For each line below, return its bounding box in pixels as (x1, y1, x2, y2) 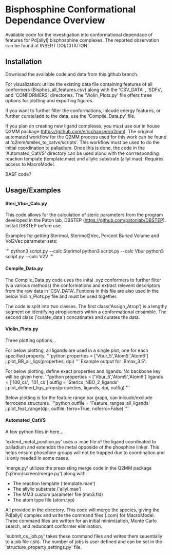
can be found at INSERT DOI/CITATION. (5, 42, 89, 48)
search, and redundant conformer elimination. (5, 523, 103, 529)
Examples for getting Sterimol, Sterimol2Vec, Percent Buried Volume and (5, 232, 159, 239)
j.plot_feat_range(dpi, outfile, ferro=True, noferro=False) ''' (5, 405, 129, 411)
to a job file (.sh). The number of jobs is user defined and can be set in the (5, 539, 163, 545)
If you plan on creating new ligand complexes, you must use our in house (5, 122, 160, 129)
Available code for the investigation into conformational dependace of (5, 31, 153, 38)
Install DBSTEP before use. (5, 223, 63, 229)
